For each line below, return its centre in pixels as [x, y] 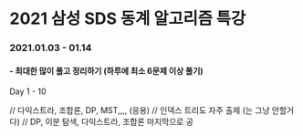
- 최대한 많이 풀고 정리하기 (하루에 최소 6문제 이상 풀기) [106, 70]
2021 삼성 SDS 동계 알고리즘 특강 [128, 19]
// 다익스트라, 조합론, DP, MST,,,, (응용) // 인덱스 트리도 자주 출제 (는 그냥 [140, 110]
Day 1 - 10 [28, 91]
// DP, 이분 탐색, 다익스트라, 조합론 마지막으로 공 [108, 122]
